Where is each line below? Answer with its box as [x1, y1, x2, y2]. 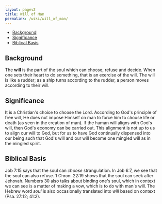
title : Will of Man [5, 12, 45, 17]
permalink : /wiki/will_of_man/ [5, 16, 68, 21]
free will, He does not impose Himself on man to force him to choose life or [5, 115, 155, 120]
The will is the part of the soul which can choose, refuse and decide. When [5, 67, 156, 73]
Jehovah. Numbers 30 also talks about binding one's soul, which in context [5, 178, 155, 184]
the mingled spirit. [5, 141, 41, 146]
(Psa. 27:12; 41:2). [5, 193, 40, 199]
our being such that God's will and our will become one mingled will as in [5, 135, 151, 141]
